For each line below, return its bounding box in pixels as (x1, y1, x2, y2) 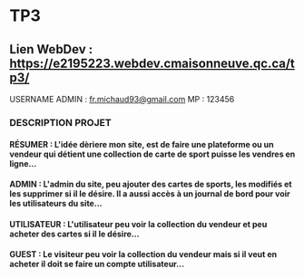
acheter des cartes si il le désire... (9, 228, 140, 239)
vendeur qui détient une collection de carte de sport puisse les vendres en (9, 149, 296, 159)
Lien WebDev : (9, 42, 93, 57)
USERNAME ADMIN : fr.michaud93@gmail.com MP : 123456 (9, 94, 235, 104)
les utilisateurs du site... (9, 198, 103, 209)
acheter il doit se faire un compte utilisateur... (9, 259, 184, 270)
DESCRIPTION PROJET (9, 116, 112, 129)
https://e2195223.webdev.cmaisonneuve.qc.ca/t (9, 55, 295, 71)
